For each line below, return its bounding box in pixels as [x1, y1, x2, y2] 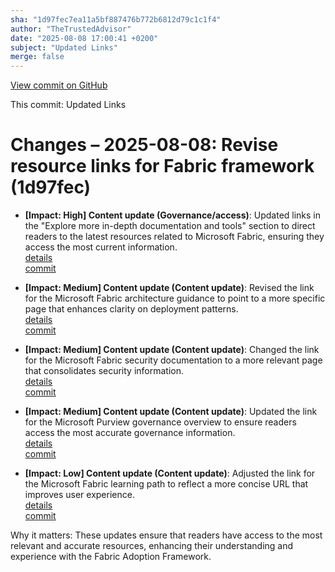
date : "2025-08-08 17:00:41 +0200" [10, 33, 159, 43]
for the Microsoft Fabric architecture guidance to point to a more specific [24, 292, 326, 305]
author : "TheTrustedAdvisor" [10, 24, 132, 34]
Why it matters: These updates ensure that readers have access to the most [10, 529, 323, 541]
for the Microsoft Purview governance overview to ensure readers [24, 416, 297, 428]
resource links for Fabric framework [10, 155, 315, 178]
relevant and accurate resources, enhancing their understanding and [10, 540, 294, 552]
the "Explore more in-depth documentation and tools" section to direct [24, 220, 316, 232]
